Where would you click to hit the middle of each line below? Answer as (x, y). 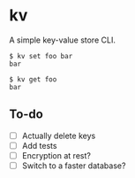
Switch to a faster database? (74, 166)
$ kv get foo (33, 79)
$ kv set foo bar (41, 56)
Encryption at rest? (56, 155)
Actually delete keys (59, 135)
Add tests (39, 145)
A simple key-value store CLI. (63, 40)
